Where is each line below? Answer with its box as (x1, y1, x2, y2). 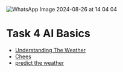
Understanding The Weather (14, 46, 86, 53)
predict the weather (14, 59, 65, 66)
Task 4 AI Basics (6, 27, 90, 40)
